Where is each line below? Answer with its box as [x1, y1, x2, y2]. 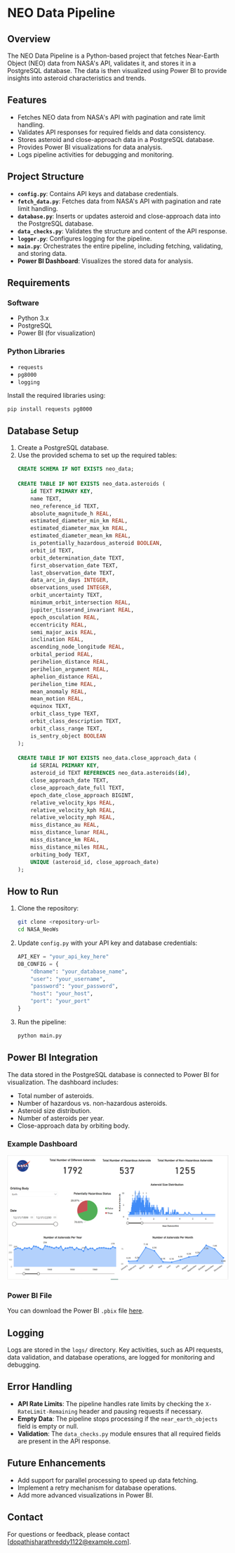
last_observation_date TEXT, [30, 569, 116, 576]
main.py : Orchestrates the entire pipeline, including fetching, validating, [17, 241, 223, 250]
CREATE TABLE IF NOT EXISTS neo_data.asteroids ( [17, 480, 166, 488]
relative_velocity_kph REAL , [30, 806, 116, 813]
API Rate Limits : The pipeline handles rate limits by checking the [17, 1399, 205, 1407]
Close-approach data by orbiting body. [17, 1121, 130, 1130]
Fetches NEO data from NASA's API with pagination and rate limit [17, 112, 206, 121]
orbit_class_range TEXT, [30, 725, 103, 732]
